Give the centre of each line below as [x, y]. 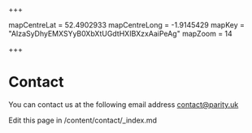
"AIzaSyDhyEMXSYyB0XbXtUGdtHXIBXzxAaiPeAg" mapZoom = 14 [121, 34]
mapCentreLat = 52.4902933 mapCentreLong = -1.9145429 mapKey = [127, 25]
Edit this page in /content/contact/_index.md [83, 120]
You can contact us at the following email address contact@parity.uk [124, 104]
